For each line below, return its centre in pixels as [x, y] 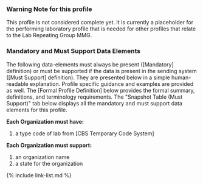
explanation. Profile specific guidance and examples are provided [112, 83]
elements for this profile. [37, 110]
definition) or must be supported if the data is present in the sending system [102, 71]
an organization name [42, 157]
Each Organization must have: [45, 121]
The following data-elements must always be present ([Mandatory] [90, 64]
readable [17, 83]
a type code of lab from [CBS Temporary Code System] [84, 133]
